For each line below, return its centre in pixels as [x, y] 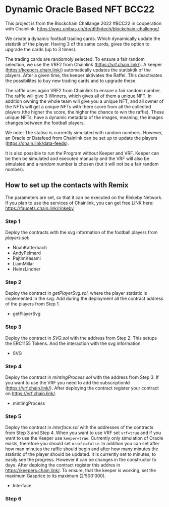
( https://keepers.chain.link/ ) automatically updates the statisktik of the [78, 70]
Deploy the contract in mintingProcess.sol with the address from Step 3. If [82, 377]
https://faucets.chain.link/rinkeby [40, 208]
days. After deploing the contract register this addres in [63, 465]
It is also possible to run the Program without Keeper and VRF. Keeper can [82, 153]
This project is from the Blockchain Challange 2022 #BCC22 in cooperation [83, 23]
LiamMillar [23, 264]
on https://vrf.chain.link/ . [31, 393]
